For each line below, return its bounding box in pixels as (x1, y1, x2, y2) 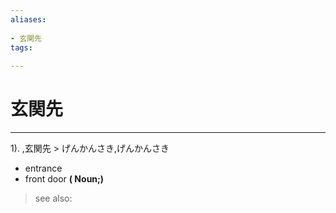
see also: (34, 192, 73, 205)
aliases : (10, 14, 47, 25)
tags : (10, 42, 33, 53)
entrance (24, 162, 63, 175)
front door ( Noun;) (24, 173, 105, 185)
